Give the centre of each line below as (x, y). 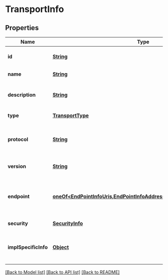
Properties (22, 28)
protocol (18, 139)
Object (60, 247)
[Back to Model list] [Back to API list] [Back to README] (62, 272)
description (22, 95)
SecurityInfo (68, 223)
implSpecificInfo (28, 247)
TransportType (70, 115)
